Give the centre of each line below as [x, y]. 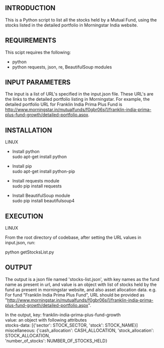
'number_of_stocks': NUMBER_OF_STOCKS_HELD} [56, 341]
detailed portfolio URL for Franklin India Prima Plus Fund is [64, 104]
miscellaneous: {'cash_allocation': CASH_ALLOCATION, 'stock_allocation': [80, 330]
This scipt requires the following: [38, 52]
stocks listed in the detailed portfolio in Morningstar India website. [71, 25]
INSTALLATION [29, 130]
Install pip [22, 166]
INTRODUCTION [30, 8]
